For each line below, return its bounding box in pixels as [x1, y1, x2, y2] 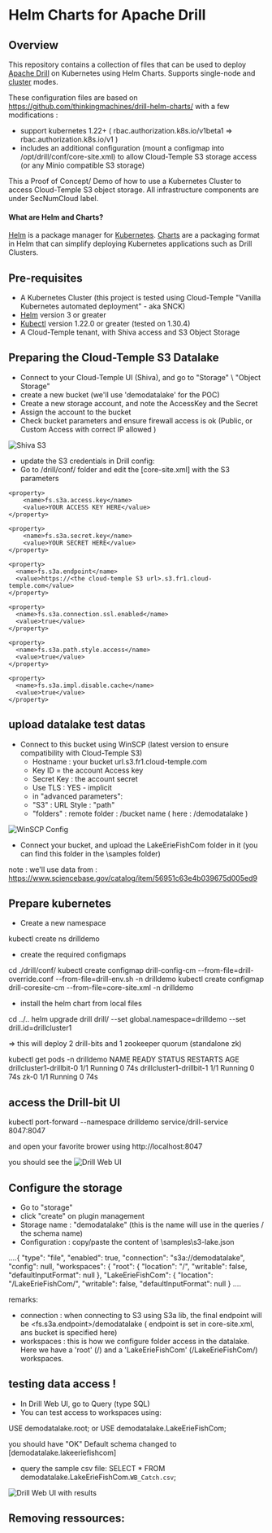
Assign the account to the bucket [19, 407, 132, 417]
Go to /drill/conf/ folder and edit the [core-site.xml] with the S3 [19, 464, 230, 474]
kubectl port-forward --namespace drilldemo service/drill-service [8, 1117, 229, 1127]
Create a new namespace [19, 918, 106, 928]
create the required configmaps [19, 950, 127, 960]
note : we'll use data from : [8, 865, 97, 874]
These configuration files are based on [8, 93, 138, 103]
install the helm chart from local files [19, 999, 142, 1009]
